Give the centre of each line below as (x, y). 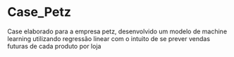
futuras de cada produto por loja (54, 46)
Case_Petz (39, 12)
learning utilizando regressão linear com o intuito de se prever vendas (109, 38)
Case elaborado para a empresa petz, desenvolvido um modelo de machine (117, 31)
